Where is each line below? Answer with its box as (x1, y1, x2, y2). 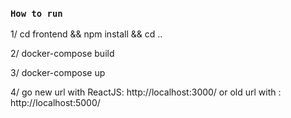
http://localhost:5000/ (10, 97, 101, 109)
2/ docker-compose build (10, 48, 115, 60)
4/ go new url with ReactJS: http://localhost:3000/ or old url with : (10, 86, 282, 98)
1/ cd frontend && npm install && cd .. (10, 28, 163, 40)
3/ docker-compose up (10, 67, 106, 79)
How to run (10, 8, 63, 19)
